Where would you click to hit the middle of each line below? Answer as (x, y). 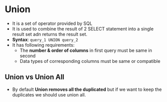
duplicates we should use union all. (49, 94)
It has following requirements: (43, 45)
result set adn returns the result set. (50, 34)
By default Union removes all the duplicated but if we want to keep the (87, 89)
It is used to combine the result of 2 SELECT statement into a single (83, 28)
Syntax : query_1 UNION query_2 (45, 40)
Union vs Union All (35, 77)
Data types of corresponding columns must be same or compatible (90, 61)
